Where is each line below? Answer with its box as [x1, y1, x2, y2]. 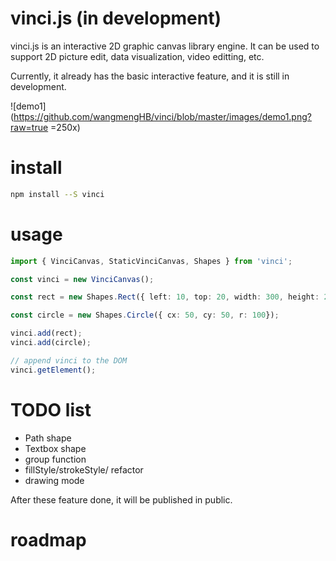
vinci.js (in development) [10, 7, 222, 30]
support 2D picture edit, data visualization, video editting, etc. [10, 50, 265, 62]
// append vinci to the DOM [10, 355, 128, 366]
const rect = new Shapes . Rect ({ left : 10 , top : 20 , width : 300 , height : [10, 292, 320, 302]
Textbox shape [24, 442, 87, 454]
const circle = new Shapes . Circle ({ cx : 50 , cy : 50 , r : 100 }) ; [10, 310, 280, 321]
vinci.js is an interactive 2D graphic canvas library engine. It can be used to [10, 40, 320, 52]
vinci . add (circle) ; [10, 338, 92, 348]
